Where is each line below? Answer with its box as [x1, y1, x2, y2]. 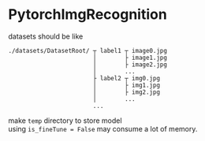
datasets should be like [8, 32, 84, 41]
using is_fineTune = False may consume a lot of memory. [8, 124, 198, 133]
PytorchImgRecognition [8, 6, 167, 24]
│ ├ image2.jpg [92, 61, 168, 69]
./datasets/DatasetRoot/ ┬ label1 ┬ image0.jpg [8, 46, 168, 54]
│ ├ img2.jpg [92, 88, 160, 96]
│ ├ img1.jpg [92, 81, 160, 89]
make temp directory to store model [8, 116, 122, 125]
